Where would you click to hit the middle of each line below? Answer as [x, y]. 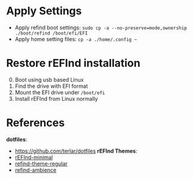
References [35, 123]
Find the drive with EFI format [51, 86]
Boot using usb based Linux [49, 79]
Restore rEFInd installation [73, 63]
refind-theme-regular [41, 163]
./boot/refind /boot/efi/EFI [51, 33]
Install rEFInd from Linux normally [56, 98]
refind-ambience [36, 170]
